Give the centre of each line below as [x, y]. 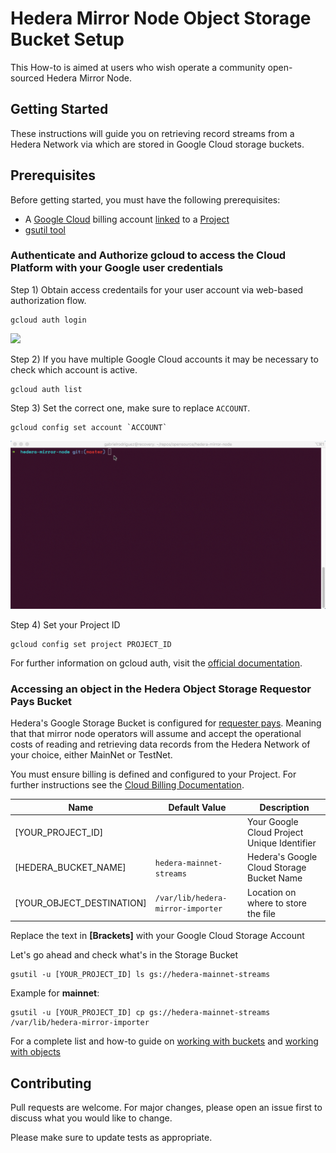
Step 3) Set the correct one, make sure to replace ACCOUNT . [130, 408]
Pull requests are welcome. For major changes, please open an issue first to [166, 1107]
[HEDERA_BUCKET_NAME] [70, 868]
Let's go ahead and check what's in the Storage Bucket [124, 955]
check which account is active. [74, 369]
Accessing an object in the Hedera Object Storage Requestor [161, 689]
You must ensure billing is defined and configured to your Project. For [153, 774]
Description [284, 807]
